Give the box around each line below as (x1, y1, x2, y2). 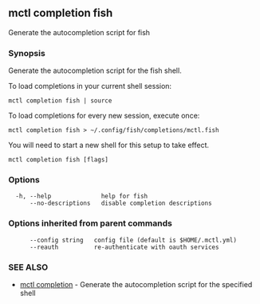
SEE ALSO (8, 262, 49, 273)
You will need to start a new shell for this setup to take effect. (8, 140, 210, 150)
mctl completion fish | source (8, 97, 112, 105)
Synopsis (8, 47, 45, 58)
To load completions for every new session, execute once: (8, 111, 200, 121)
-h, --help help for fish (15, 192, 148, 201)
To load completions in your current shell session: (8, 82, 172, 91)
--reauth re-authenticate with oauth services (29, 243, 219, 251)
